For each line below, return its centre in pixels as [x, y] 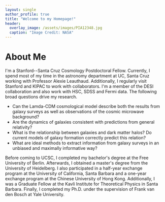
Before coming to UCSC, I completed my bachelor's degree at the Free [77, 158]
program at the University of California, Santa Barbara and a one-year [76, 173]
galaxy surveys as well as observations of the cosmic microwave [78, 111]
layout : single [21, 10]
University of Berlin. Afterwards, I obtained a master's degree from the [77, 163]
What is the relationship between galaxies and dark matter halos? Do [82, 132]
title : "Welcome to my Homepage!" [41, 19]
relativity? [22, 127]
